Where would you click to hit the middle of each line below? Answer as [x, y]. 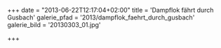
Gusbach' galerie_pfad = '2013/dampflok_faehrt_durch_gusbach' [101, 17]
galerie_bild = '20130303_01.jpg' [54, 25]
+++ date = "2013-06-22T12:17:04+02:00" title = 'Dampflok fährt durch [110, 10]
